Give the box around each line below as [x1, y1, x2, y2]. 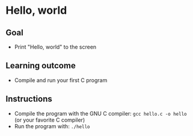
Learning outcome [5, 61, 76, 71]
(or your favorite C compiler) [14, 116, 85, 123]
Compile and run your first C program [14, 76, 108, 84]
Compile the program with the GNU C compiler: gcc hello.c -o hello [14, 110, 187, 117]
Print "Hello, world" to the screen [14, 43, 97, 50]
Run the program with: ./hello [14, 122, 90, 129]
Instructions [5, 94, 52, 104]
